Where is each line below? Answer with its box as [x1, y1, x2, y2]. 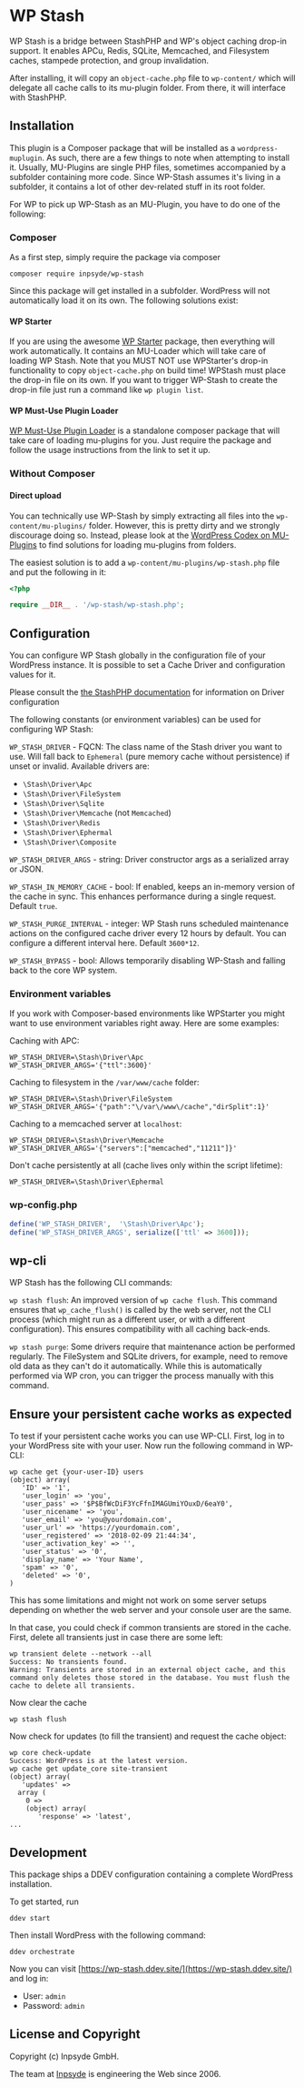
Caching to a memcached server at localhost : [9, 1118, 182, 1129]
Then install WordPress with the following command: [9, 1930, 206, 1941]
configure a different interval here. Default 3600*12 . [9, 938, 200, 949]
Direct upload [9, 489, 62, 500]
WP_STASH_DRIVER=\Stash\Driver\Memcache [9, 1136, 165, 1145]
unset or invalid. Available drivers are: [9, 761, 150, 772]
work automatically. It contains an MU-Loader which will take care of [9, 346, 266, 357]
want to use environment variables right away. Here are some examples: [9, 1018, 279, 1029]
